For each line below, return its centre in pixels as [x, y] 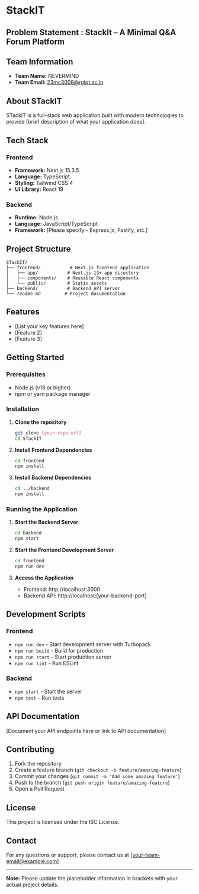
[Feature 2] [28, 332]
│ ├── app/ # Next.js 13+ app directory [73, 273]
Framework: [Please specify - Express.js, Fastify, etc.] [81, 230]
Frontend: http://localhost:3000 [62, 589]
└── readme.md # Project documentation [66, 294]
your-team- [146, 855]
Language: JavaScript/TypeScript [56, 224]
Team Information [40, 62]
